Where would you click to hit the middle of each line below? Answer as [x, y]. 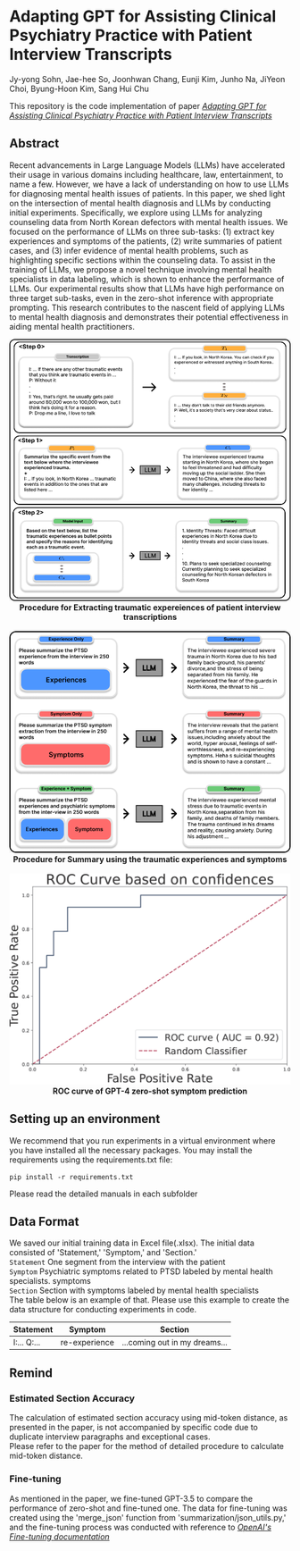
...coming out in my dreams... [175, 1343]
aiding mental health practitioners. [72, 326]
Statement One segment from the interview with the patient [117, 1262]
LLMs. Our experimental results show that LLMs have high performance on [147, 289]
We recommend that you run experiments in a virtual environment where [142, 1140]
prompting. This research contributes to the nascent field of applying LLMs [147, 307]
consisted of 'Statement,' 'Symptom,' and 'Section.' [103, 1253]
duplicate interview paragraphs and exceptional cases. [110, 1437]
